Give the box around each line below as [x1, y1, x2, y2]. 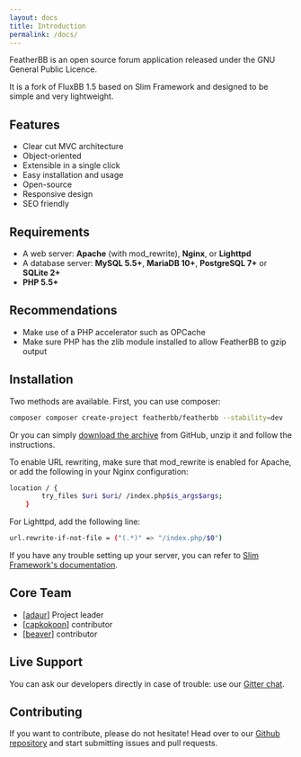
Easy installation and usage [22, 170, 124, 181]
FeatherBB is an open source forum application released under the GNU [9, 55, 276, 66]
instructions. [9, 439, 56, 450]
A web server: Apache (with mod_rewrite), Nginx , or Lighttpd [22, 248, 252, 259]
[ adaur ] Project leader [22, 609, 104, 620]
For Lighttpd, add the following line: [9, 516, 141, 527]
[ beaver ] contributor [22, 628, 98, 639]
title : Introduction [9, 22, 87, 31]
